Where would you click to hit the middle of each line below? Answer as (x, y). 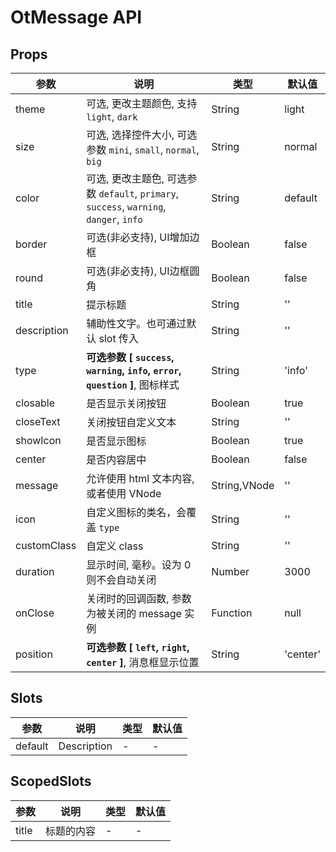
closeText (38, 421)
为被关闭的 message (134, 613)
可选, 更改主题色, (125, 178)
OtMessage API (76, 17)
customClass (46, 545)
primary (158, 194)
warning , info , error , (134, 370)
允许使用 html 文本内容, (140, 478)
